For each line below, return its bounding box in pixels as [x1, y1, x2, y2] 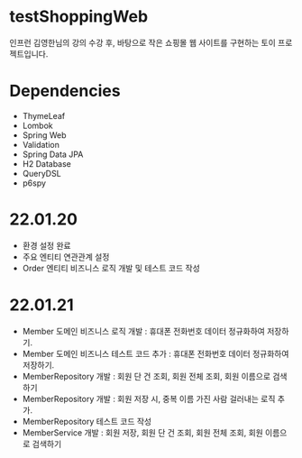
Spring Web [22, 129, 67, 141]
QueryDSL [22, 168, 61, 179]
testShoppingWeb [9, 6, 149, 27]
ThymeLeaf [22, 110, 66, 121]
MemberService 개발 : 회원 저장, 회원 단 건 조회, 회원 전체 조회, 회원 [22, 426, 263, 438]
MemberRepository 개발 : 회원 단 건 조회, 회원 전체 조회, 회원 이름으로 [22, 371, 271, 381]
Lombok [22, 120, 54, 131]
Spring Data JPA [22, 149, 84, 160]
